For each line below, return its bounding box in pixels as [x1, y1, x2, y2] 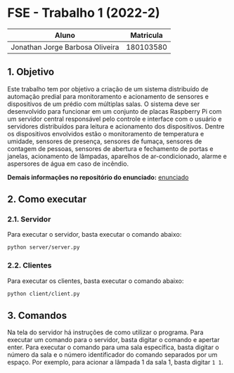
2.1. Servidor [7, 214, 51, 224]
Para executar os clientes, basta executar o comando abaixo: [7, 276, 184, 285]
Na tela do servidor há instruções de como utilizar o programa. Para [7, 328, 204, 336]
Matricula [129, 30, 163, 40]
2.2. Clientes [7, 261, 52, 270]
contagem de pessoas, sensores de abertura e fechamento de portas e [7, 144, 214, 152]
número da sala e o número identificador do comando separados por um [7, 351, 218, 359]
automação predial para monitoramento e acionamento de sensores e [7, 92, 209, 100]
